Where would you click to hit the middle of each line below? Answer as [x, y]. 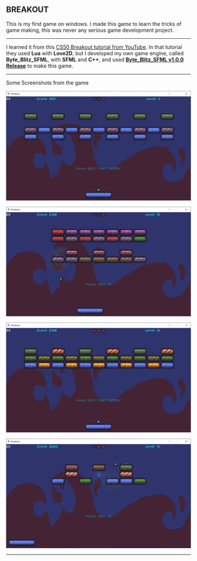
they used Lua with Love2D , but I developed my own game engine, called [95, 53]
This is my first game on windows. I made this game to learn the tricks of [94, 24]
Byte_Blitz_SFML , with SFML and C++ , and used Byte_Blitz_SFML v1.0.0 [95, 59]
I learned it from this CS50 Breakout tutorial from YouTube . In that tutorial [94, 47]
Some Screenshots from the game [47, 82]
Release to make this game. [40, 66]
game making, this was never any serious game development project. [90, 30]
